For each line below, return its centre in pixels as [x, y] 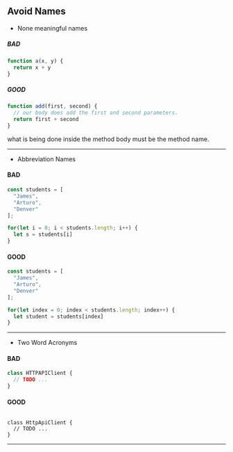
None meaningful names [52, 28]
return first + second [46, 120]
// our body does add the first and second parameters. [96, 113]
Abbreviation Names [46, 159]
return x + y [32, 67]
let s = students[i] [43, 235]
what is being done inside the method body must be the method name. [108, 139]
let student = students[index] [59, 316]
